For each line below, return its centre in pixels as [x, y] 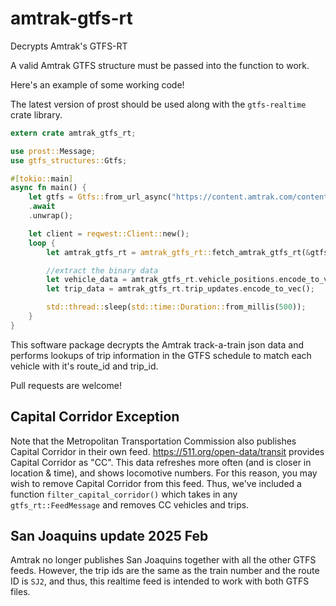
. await [42, 207]
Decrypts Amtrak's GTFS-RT [69, 46]
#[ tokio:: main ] [42, 178]
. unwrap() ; [51, 216]
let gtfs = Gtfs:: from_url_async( [100, 197]
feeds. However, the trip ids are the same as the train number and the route [165, 571]
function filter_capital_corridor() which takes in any [124, 494]
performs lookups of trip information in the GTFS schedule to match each [161, 355]
